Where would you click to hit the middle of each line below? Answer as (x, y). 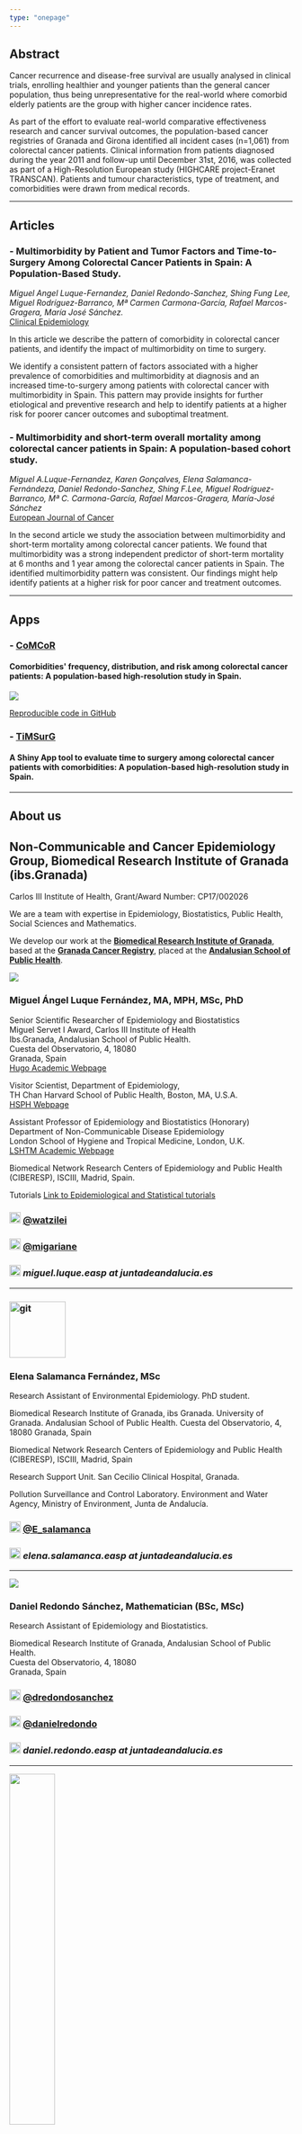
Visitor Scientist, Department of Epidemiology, (95, 1085)
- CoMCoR (32, 645)
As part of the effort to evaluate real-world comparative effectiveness (138, 121)
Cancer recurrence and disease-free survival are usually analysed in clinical (150, 76)
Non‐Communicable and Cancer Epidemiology (142, 847)
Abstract (35, 54)
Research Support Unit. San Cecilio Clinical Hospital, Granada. (124, 1476)
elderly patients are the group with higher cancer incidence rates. (131, 104)
